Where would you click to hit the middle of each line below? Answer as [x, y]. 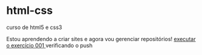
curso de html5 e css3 [34, 27]
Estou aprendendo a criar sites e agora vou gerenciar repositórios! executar [101, 39]
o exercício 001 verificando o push [50, 45]
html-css [30, 11]
